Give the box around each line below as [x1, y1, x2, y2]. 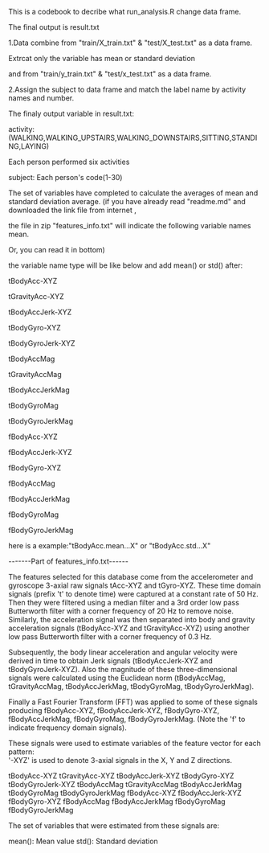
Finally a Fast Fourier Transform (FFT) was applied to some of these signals [8, 697, 259, 707]
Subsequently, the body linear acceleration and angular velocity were [8, 647, 238, 657]
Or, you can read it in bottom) [8, 245, 106, 254]
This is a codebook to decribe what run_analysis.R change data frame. [8, 7, 242, 16]
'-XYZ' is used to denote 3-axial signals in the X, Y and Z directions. [8, 756, 233, 765]
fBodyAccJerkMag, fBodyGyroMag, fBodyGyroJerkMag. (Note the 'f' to [8, 715, 246, 724]
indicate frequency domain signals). [8, 723, 127, 732]
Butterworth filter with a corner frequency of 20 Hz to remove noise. [8, 606, 234, 616]
